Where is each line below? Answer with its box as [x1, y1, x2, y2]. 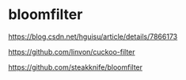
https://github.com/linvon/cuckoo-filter [8, 47, 136, 56]
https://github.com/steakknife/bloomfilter [8, 62, 143, 72]
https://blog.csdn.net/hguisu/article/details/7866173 [8, 32, 178, 41]
